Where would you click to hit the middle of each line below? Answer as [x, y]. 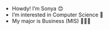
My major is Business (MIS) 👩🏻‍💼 [51, 21]
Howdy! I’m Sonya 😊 [38, 9]
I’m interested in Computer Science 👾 [57, 15]
